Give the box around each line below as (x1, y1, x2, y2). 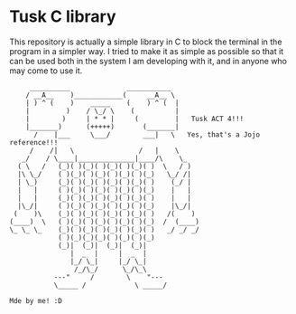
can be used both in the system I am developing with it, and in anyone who (9, 55, 287, 66)
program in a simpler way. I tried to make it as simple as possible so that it (9, 45, 284, 56)
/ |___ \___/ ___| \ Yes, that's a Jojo (32, 129, 260, 139)
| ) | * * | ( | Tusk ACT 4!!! (25, 114, 245, 123)
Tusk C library (9, 6, 116, 27)
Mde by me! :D (9, 296, 63, 305)
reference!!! (9, 138, 59, 147)
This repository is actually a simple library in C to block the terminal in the (9, 36, 282, 47)
